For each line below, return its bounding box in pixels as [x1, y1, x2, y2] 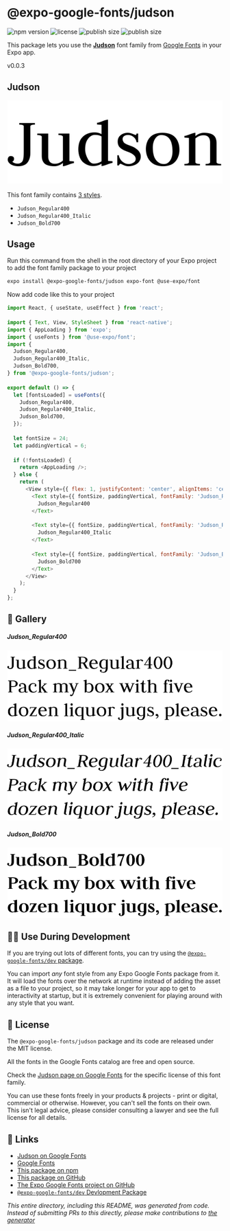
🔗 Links [7, 1133, 39, 1145]
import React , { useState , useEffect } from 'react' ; [7, 304, 164, 312]
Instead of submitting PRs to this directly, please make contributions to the [7, 1209, 218, 1217]
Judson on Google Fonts [16, 1152, 87, 1160]
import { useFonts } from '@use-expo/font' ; [7, 333, 136, 341]
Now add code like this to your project [7, 291, 115, 299]
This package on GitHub [16, 1173, 86, 1182]
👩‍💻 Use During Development [7, 931, 131, 942]
